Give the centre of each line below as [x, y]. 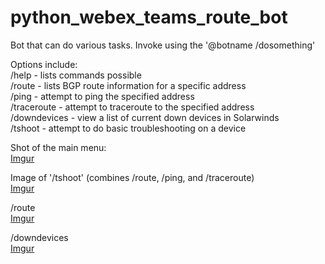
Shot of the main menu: [58, 147]
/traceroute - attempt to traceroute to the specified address [132, 107]
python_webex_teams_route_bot [149, 17]
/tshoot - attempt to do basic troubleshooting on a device [128, 128]
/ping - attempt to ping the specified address [102, 96]
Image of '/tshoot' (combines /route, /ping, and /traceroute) [132, 177]
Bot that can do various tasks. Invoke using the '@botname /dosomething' [163, 45]
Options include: [44, 64]
